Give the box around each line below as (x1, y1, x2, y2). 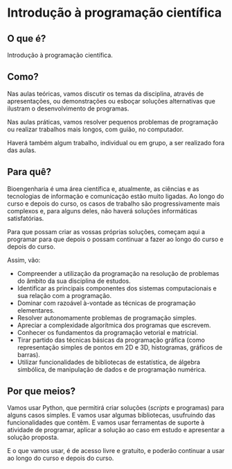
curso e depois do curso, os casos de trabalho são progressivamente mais (7, 199, 220, 208)
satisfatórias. (7, 214, 44, 222)
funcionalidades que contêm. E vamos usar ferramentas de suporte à (7, 418, 205, 427)
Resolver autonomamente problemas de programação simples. (17, 313, 197, 322)
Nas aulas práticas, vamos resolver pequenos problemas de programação (7, 117, 218, 126)
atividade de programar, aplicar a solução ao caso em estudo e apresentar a (7, 426, 225, 434)
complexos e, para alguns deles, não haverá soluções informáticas (7, 206, 198, 215)
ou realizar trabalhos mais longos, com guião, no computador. (7, 125, 184, 133)
